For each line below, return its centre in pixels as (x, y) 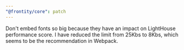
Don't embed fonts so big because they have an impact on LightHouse (91, 28)
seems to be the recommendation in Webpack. (62, 41)
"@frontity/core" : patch (36, 11)
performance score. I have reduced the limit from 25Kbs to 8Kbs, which (92, 34)
